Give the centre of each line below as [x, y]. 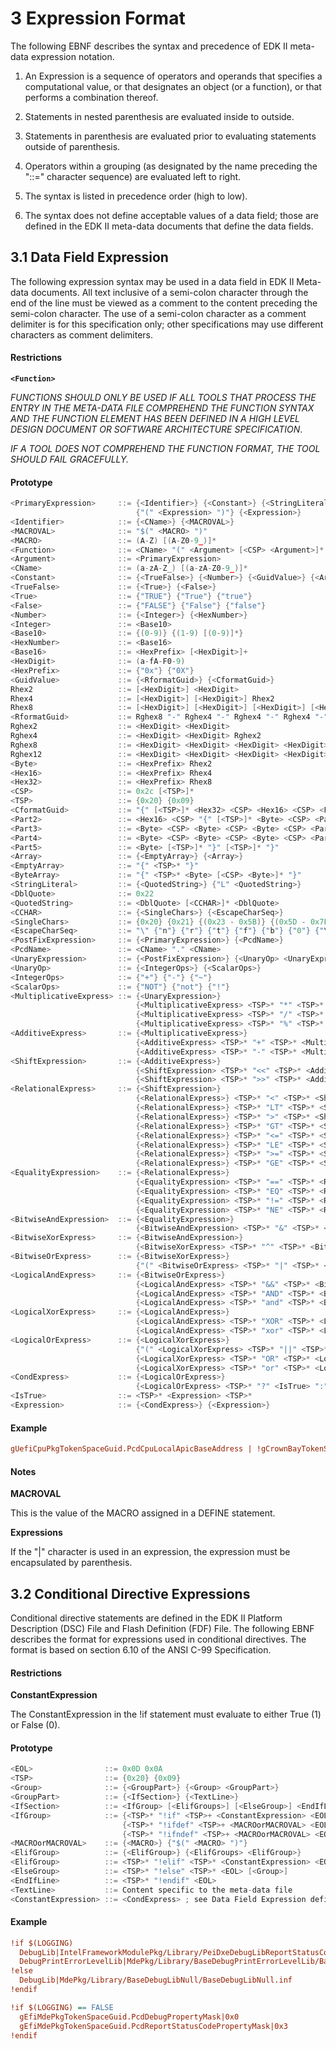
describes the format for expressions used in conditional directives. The [158, 1639]
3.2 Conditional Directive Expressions [130, 1593]
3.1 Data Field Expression [89, 257]
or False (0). [35, 1725]
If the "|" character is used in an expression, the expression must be [150, 1552]
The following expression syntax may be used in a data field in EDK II [152, 281]
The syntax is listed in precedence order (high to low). [136, 196]
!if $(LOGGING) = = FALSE [62, 2007]
